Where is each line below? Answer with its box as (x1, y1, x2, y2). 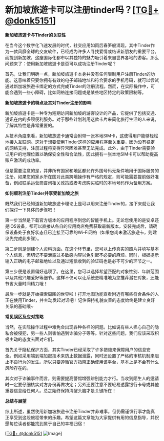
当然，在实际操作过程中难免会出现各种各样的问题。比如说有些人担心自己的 (5, 324, 155, 330)
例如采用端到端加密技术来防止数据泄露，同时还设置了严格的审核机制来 (13, 353, 155, 358)
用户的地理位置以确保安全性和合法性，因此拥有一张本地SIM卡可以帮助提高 (9, 151, 159, 157)
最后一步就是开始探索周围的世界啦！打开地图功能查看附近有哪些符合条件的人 (5, 291, 159, 297)
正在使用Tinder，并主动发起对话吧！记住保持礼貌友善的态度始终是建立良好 (5, 297, 155, 303)
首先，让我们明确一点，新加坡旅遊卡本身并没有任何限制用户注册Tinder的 (5, 71, 151, 77)
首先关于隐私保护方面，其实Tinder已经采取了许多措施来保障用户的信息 (5, 347, 146, 353)
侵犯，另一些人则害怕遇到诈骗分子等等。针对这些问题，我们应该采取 (18, 330, 155, 336)
